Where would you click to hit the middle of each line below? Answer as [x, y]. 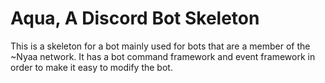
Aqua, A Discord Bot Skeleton [135, 18]
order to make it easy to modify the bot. [91, 67]
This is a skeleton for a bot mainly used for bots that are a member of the [160, 46]
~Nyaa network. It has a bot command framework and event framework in [163, 56]
